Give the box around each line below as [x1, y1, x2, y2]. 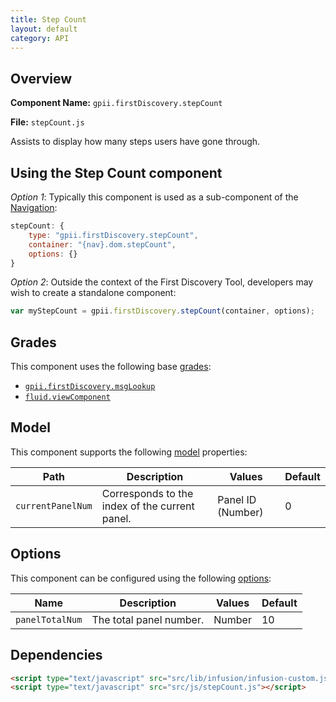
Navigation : [10, 202, 58, 213]
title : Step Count [10, 14, 87, 25]
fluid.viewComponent [24, 392, 111, 403]
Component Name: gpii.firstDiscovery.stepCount [10, 97, 223, 109]
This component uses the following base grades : [10, 361, 212, 373]
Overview [10, 70, 73, 87]
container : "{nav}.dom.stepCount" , [28, 239, 177, 250]
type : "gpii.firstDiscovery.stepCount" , [28, 230, 199, 240]
